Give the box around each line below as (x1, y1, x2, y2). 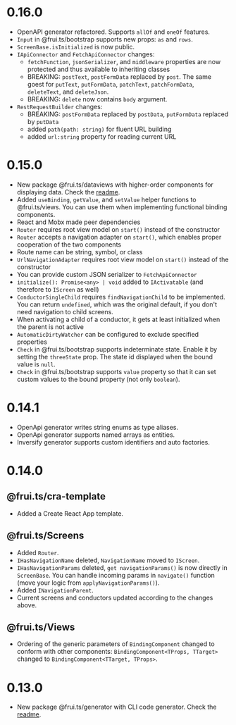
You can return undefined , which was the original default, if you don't (16, 300, 218, 309)
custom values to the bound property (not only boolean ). (16, 375, 180, 383)
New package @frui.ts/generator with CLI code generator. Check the (16, 702, 217, 712)
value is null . (16, 360, 56, 368)
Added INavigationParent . (16, 585, 94, 594)
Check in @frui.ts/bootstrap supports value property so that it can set (16, 367, 216, 376)
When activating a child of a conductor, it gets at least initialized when (16, 315, 221, 323)
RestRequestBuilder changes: (16, 102, 103, 111)
